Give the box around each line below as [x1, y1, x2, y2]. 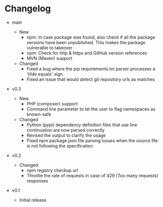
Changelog [4, 3, 51, 14]
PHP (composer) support [26, 101, 78, 106]
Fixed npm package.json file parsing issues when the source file [26, 137, 158, 144]
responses [26, 178, 49, 184]
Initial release [19, 197, 47, 203]
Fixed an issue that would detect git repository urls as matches [26, 76, 155, 82]
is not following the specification [26, 143, 93, 149]
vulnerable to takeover [26, 45, 73, 51]
